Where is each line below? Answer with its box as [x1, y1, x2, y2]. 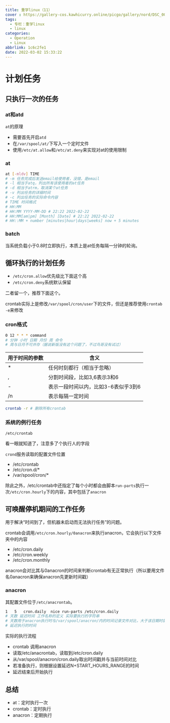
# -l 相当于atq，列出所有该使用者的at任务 [5, 180, 84, 186]
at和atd [5, 111, 24, 118]
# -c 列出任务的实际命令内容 [5, 195, 58, 200]
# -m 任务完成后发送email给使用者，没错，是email [5, 176, 100, 181]
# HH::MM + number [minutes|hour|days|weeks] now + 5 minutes [5, 218, 139, 223]
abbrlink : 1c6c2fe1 [5, 45, 47, 50]
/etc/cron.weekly [12, 552, 48, 558]
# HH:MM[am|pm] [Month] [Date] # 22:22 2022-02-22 [5, 213, 114, 219]
